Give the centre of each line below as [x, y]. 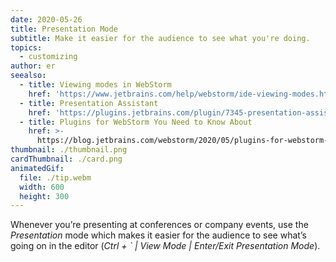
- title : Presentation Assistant [89, 103]
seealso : [28, 76]
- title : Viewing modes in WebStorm [95, 85]
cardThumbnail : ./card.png [66, 159]
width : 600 [42, 187]
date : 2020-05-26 [46, 19]
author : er [33, 66]
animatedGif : [37, 168]
